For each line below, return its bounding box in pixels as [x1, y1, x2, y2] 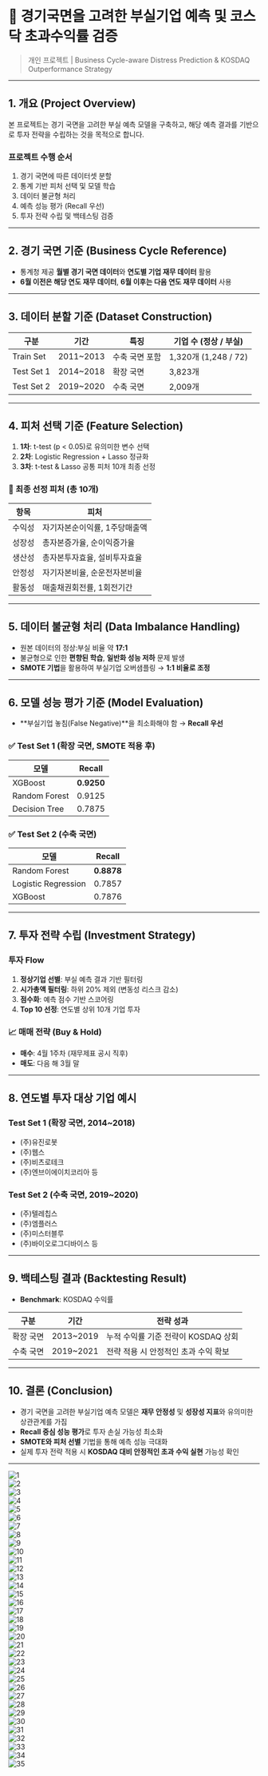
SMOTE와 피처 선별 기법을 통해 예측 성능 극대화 [19, 1436, 168, 1446]
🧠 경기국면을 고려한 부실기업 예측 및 [8, 7, 227, 26]
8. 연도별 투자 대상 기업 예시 [8, 1091, 137, 1105]
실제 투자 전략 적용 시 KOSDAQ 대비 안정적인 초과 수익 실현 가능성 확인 [19, 1447, 239, 1456]
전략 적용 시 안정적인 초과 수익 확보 [106, 1345, 230, 1357]
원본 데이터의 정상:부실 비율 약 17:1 [19, 642, 128, 652]
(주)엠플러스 [19, 1218, 58, 1228]
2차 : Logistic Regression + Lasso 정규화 [19, 452, 149, 462]
